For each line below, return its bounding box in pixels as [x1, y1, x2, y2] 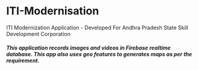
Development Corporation [6, 30, 71, 37]
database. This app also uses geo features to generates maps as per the [6, 50, 193, 57]
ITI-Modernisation [6, 4, 99, 18]
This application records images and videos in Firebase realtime [6, 44, 171, 51]
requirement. [6, 57, 40, 64]
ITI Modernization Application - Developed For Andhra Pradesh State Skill [6, 24, 188, 31]
